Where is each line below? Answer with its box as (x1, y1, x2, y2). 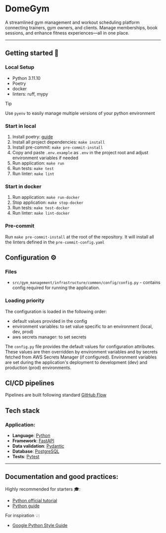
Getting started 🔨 (5, 49, 59, 58)
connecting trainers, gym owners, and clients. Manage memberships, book (5, 24, 158, 30)
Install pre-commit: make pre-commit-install (12, 144, 103, 150)
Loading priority (5, 297, 44, 304)
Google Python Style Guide (12, 522, 68, 528)
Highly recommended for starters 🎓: (5, 486, 81, 492)
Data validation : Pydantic (12, 443, 65, 449)
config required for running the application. (12, 285, 100, 291)
